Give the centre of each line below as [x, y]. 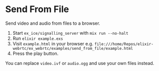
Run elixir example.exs [38, 38]
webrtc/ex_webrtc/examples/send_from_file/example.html [73, 48]
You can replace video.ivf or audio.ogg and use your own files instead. [80, 63]
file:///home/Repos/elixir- [124, 44]
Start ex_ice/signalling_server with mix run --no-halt [70, 33]
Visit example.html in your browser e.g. [53, 43]
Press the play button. [35, 53]
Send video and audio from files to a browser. [53, 23]
